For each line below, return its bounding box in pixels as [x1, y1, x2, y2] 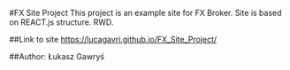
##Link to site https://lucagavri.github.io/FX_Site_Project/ [9, 35, 217, 44]
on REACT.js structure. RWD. [9, 17, 114, 27]
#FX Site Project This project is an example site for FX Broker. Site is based [9, 8, 282, 18]
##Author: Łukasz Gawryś [9, 51, 104, 61]
